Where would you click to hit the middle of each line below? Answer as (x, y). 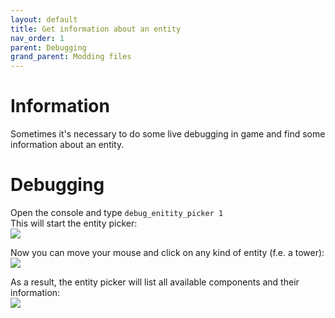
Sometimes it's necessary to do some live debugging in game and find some (168, 134)
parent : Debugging (48, 47)
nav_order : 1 (37, 38)
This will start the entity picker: (74, 223)
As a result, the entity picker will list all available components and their (155, 282)
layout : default (44, 19)
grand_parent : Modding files (71, 57)
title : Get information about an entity (96, 29)
